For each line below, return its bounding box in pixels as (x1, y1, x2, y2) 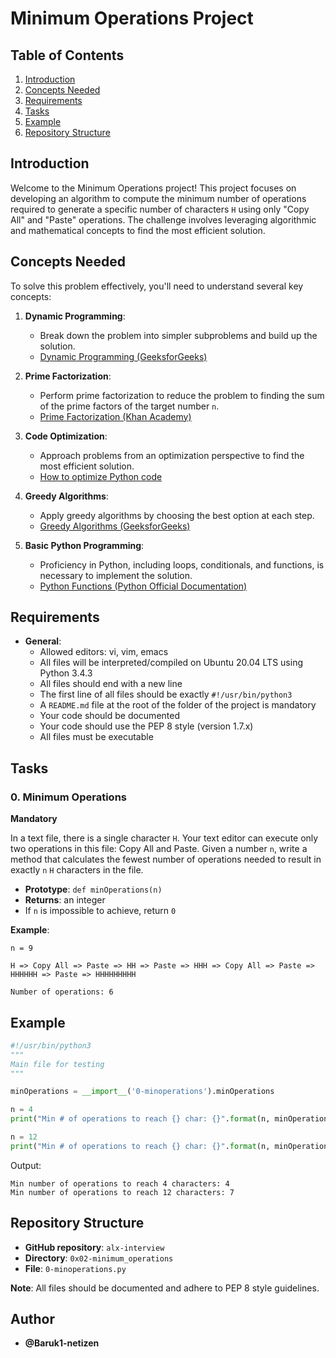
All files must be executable (39, 731, 154, 743)
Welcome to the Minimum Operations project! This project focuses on (10, 182, 297, 194)
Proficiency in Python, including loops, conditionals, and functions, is (39, 558, 325, 571)
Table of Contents (10, 47, 125, 64)
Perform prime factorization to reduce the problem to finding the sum (39, 389, 325, 401)
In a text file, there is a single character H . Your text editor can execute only (10, 832, 319, 844)
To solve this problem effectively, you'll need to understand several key (10, 280, 304, 292)
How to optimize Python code (39, 470, 163, 482)
